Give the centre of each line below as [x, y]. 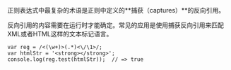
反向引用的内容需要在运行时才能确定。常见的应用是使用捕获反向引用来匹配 [115, 25]
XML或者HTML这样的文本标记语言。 [60, 34]
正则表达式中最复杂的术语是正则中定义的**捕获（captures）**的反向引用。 [116, 10]
